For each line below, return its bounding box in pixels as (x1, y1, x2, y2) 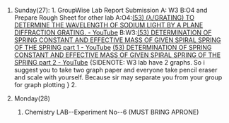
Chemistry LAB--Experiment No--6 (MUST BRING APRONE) (24, 108, 199, 116)
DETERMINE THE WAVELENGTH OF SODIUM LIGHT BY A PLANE (13, 21, 204, 29)
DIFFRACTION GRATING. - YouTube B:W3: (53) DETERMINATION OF (13, 28, 212, 37)
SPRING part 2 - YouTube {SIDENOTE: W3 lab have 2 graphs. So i (13, 58, 205, 66)
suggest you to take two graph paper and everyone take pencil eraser (13, 66, 218, 74)
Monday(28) (13, 94, 51, 103)
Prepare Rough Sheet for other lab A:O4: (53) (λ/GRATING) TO (13, 13, 194, 22)
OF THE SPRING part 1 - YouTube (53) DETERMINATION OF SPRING (13, 44, 212, 51)
